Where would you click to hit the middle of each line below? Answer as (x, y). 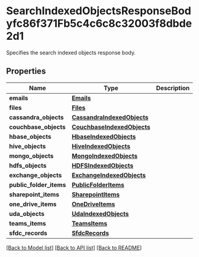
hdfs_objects (28, 166)
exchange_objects (36, 175)
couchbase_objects (38, 127)
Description (173, 88)
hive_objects (28, 146)
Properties (26, 72)
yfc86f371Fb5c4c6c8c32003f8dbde (99, 23)
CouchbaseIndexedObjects (111, 127)
